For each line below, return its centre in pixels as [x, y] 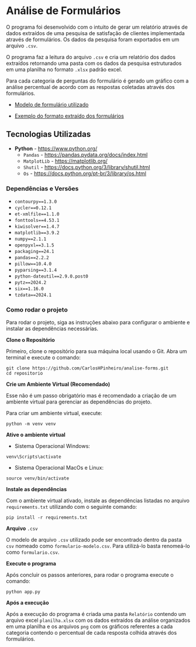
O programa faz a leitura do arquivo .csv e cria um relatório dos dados [91, 57]
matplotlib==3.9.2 [37, 233]
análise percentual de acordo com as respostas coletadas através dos [90, 87]
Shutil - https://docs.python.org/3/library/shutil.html [87, 167]
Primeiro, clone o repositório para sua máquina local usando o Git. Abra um [97, 351]
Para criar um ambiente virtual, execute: [54, 413]
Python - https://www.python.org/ [56, 148]
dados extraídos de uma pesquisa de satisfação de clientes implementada [96, 33]
